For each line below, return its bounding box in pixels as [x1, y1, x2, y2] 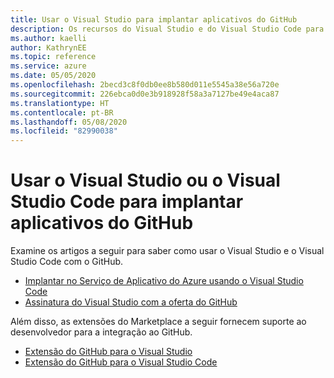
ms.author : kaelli [10, 33, 87, 43]
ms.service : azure [10, 61, 87, 71]
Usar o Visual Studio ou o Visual [10, 169, 281, 192]
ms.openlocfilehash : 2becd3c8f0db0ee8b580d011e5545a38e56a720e [10, 80, 280, 90]
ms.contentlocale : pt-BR [10, 107, 114, 118]
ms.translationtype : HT [10, 98, 110, 108]
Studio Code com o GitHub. [10, 256, 124, 268]
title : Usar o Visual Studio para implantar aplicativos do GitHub [10, 14, 298, 25]
